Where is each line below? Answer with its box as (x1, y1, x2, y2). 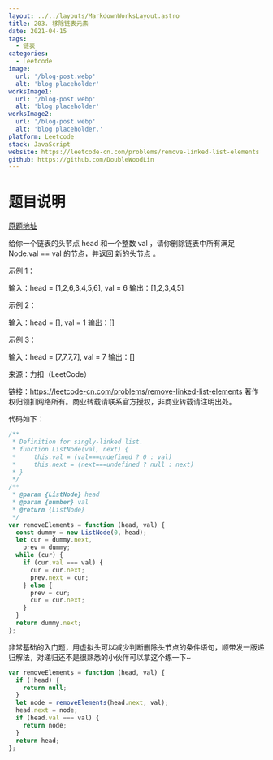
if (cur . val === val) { (23, 559, 104, 567)
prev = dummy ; (23, 543, 71, 552)
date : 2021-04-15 (8, 27, 67, 35)
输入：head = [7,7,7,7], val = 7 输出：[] (8, 352, 136, 362)
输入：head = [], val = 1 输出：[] (8, 317, 115, 327)
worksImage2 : (8, 110, 53, 119)
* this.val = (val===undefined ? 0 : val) (11, 452, 173, 461)
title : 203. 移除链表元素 (8, 19, 89, 28)
